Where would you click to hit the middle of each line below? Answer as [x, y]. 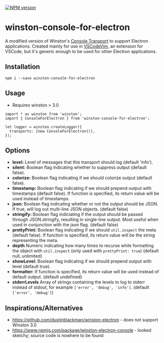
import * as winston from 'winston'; [44, 114]
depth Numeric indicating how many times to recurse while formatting [83, 246]
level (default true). [31, 266]
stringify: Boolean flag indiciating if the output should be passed [77, 214]
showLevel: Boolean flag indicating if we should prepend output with [82, 261]
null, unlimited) [27, 256]
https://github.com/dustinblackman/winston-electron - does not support [85, 320]
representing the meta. [35, 240]
